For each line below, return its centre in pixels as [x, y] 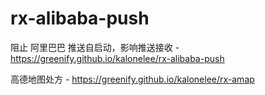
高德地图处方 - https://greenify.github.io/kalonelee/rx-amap [132, 79]
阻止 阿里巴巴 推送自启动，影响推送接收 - [95, 47]
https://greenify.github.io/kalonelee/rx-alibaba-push [117, 58]
